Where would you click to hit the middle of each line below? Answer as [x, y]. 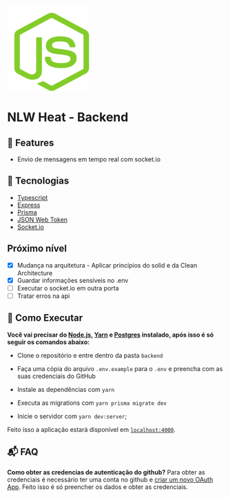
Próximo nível [37, 249]
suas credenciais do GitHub [56, 376]
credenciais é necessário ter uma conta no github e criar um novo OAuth [110, 479]
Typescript [32, 197]
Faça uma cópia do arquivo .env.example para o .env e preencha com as [120, 368]
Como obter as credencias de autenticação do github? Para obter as [106, 472]
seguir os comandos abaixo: [49, 342]
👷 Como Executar [45, 318]
